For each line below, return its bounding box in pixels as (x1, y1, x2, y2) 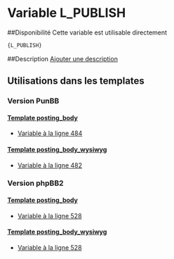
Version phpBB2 (7, 178, 65, 188)
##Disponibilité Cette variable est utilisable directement (7, 28, 167, 37)
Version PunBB (7, 96, 60, 106)
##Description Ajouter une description (7, 54, 118, 63)
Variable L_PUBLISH (7, 5, 126, 21)
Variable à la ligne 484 (17, 129, 83, 138)
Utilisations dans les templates (7, 75, 145, 87)
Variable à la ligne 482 (17, 160, 83, 170)
